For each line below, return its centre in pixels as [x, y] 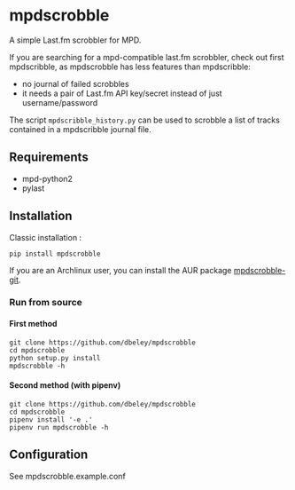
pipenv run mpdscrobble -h [59, 427]
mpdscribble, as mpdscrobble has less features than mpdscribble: [130, 67]
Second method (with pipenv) [65, 385]
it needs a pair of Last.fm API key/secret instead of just [122, 93]
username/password [60, 102]
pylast [33, 188]
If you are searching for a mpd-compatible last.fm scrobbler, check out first [147, 57]
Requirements [49, 158]
